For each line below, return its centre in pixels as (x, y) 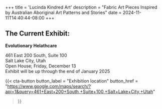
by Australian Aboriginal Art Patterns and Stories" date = (63, 12)
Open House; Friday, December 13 (41, 66)
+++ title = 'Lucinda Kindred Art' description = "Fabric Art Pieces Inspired (81, 7)
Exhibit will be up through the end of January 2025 (58, 71)
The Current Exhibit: (38, 34)
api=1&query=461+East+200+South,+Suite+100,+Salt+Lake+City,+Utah (79, 91)
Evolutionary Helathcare (31, 45)
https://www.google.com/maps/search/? (49, 86)
